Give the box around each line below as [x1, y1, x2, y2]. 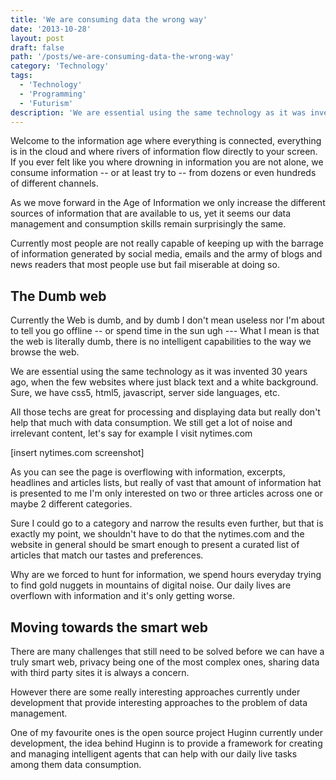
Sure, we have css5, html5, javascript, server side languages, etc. [10, 387, 280, 399]
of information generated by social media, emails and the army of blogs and [10, 248, 323, 260]
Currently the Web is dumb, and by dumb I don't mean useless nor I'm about [10, 314, 325, 326]
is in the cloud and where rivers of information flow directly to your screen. [10, 146, 318, 158]
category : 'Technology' [10, 61, 110, 71]
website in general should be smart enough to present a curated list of [10, 539, 300, 551]
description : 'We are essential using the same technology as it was [10, 107, 307, 118]
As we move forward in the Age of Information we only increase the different [10, 197, 326, 209]
